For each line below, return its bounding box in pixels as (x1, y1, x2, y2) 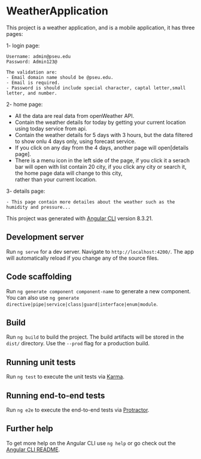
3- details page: (6, 187, 45, 194)
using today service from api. (14, 124, 87, 132)
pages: (6, 30, 23, 37)
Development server (6, 232, 84, 242)
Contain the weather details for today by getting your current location (14, 118, 186, 126)
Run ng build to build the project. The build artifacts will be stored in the (6, 333, 184, 341)
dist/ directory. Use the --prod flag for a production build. (6, 340, 150, 347)
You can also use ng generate (6, 294, 80, 301)
